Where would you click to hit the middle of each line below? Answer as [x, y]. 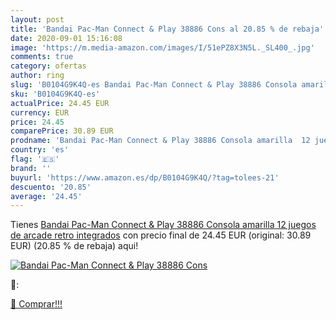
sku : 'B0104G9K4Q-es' [55, 94]
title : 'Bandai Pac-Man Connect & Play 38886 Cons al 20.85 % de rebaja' [167, 29]
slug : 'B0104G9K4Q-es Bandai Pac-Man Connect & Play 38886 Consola [154, 85]
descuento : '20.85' [51, 187]
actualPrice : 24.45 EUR [60, 103]
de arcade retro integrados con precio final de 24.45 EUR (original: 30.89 [161, 235]
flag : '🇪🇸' [35, 159]
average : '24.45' [46, 196]
